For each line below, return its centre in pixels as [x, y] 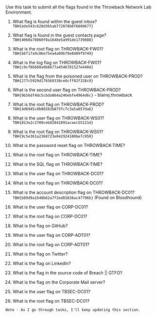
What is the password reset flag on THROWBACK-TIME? [69, 145]
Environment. [19, 12]
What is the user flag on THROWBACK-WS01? [58, 118]
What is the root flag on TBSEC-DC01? [51, 301]
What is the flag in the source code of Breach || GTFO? [68, 273]
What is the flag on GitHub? [40, 226]
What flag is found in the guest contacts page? [59, 35]
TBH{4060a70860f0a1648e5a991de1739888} [53, 40]
